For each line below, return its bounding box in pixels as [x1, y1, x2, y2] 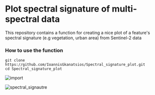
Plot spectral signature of [5, 3, 110, 15]
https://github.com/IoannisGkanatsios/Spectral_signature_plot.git [5, 62, 146, 67]
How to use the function [5, 47, 64, 54]
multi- [111, 3, 137, 15]
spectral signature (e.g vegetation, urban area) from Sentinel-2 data [5, 35, 142, 41]
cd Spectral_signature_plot [5, 66, 63, 71]
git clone [5, 58, 25, 63]
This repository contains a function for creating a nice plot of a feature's [5, 30, 150, 35]
